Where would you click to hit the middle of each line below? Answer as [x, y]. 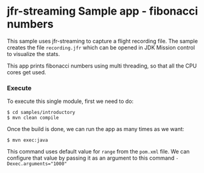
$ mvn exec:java [27, 140]
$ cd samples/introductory [41, 113]
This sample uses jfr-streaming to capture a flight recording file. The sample [103, 41]
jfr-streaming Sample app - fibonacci [103, 11]
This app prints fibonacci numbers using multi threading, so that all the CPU [102, 66]
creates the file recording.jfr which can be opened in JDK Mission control [101, 48]
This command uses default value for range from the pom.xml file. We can [98, 152]
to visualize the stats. [33, 54]
